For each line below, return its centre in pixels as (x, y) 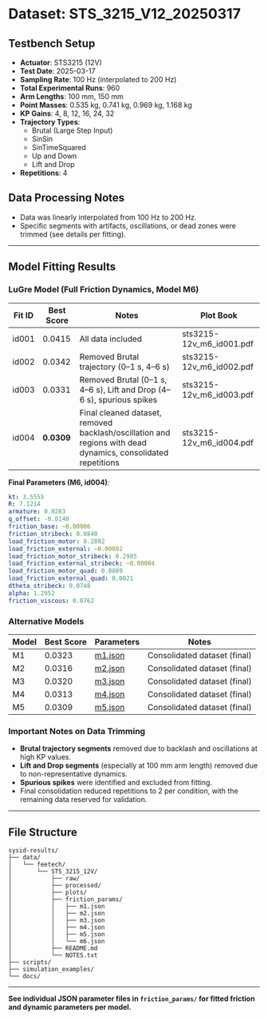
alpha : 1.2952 (32, 593)
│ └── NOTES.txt (53, 955)
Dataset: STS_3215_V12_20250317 (124, 14)
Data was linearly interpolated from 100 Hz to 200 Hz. (108, 217)
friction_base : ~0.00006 (49, 526)
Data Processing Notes (67, 198)
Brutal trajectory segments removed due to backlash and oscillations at (138, 748)
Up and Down (54, 156)
